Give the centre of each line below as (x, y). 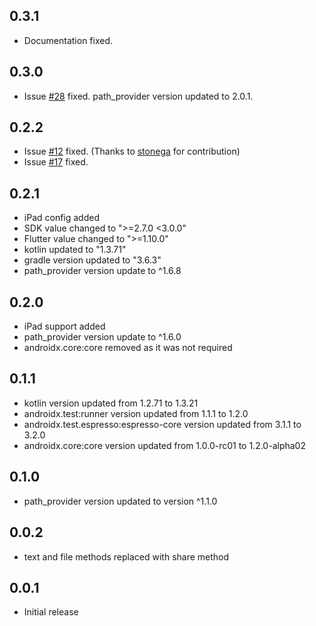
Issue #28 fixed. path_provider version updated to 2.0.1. (138, 96)
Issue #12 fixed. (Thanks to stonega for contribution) (132, 151)
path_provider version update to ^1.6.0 (102, 337)
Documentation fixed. (68, 40)
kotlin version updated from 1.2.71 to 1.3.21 (111, 403)
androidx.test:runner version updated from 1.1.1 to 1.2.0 (136, 413)
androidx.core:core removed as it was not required (128, 348)
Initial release (51, 612)
